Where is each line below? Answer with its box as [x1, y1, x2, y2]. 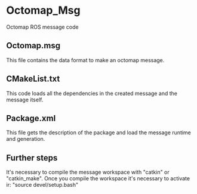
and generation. [6, 136, 45, 143]
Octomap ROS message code [6, 23, 79, 30]
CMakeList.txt [6, 74, 60, 84]
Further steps [6, 153, 58, 163]
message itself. [6, 96, 44, 103]
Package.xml [6, 113, 56, 123]
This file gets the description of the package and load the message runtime [6, 129, 191, 136]
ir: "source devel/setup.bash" [6, 181, 79, 189]
